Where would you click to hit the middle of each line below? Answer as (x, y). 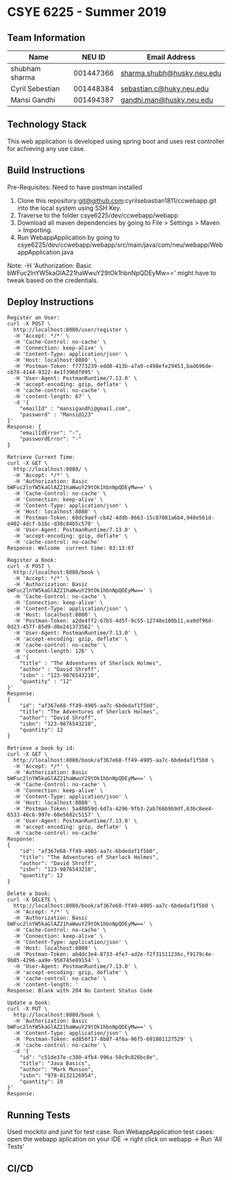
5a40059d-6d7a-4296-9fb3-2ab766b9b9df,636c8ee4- (143, 809)
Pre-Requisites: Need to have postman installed (75, 187)
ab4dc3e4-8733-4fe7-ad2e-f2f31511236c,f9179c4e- (143, 954)
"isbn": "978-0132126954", (58, 1076)
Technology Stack (47, 124)
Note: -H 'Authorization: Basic (49, 265)
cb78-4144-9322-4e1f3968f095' (51, 372)
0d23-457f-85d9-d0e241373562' (51, 627)
